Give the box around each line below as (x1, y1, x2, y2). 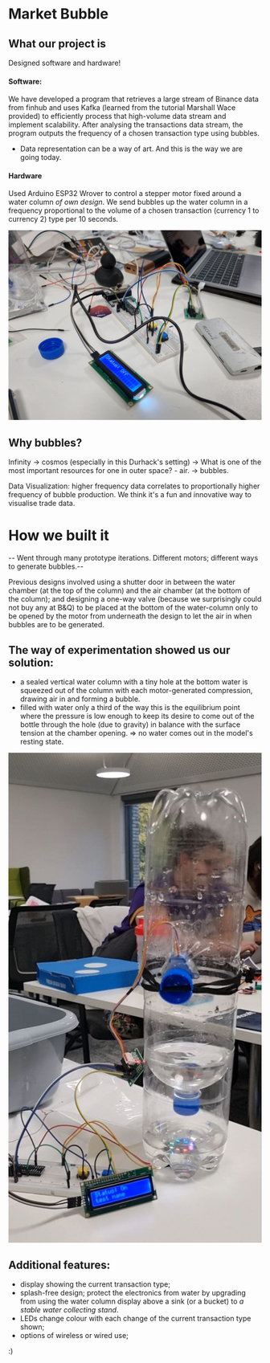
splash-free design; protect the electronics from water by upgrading (19, 1288, 247, 1298)
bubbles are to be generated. (8, 620, 104, 630)
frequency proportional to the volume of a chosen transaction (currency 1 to (8, 206, 260, 215)
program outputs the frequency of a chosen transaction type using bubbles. (8, 129, 260, 138)
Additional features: (8, 1258, 111, 1271)
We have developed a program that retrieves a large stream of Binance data (8, 94, 260, 104)
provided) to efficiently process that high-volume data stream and (8, 112, 227, 121)
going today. (19, 153, 62, 162)
